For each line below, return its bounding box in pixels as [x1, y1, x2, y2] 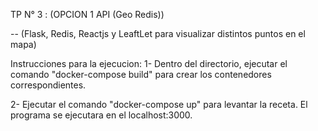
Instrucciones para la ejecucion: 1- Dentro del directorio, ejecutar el [10, 58, 288, 69]
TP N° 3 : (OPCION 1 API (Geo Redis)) [10, 9, 165, 20]
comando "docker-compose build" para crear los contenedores [10, 69, 272, 80]
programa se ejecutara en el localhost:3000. [10, 109, 193, 121]
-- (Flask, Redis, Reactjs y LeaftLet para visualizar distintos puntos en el [10, 28, 306, 39]
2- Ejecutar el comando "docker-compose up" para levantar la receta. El [10, 99, 308, 110]
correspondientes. [10, 79, 87, 91]
